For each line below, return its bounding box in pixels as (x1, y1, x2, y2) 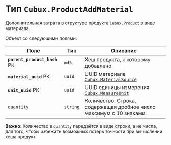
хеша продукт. (5, 133, 37, 140)
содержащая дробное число (84, 103, 156, 110)
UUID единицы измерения (84, 83, 150, 91)
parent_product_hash (8, 56, 58, 62)
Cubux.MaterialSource (84, 77, 137, 82)
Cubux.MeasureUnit (84, 90, 129, 96)
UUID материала (84, 70, 126, 77)
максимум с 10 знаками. (84, 110, 147, 117)
